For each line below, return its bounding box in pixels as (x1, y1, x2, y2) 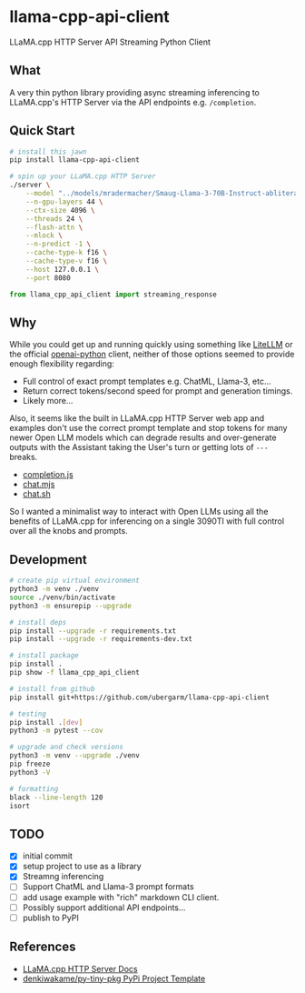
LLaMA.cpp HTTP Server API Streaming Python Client (9, 36, 212, 47)
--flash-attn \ (25, 223, 84, 232)
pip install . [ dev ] (9, 717, 84, 727)
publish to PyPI (22, 912, 79, 923)
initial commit (22, 850, 73, 861)
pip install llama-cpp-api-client (9, 155, 141, 165)
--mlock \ (25, 231, 64, 240)
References (9, 939, 76, 955)
